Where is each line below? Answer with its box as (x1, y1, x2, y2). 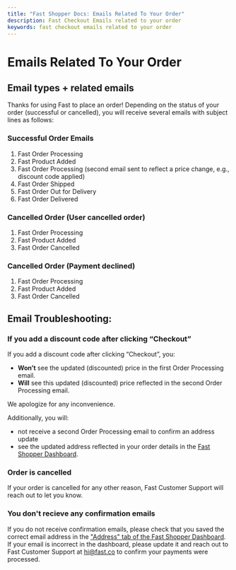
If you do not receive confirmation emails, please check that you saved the (7, 525, 225, 533)
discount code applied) (17, 172, 85, 180)
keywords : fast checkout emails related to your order (7, 23, 172, 30)
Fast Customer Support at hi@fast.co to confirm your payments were (7, 547, 208, 556)
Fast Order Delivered (17, 194, 78, 203)
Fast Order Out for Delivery (17, 187, 97, 195)
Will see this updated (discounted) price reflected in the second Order (17, 378, 223, 387)
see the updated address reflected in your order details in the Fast (17, 442, 211, 450)
